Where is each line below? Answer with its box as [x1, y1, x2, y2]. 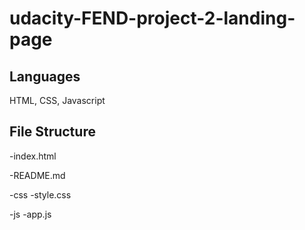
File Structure [9, 123, 96, 141]
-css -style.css [9, 188, 72, 201]
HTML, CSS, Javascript [9, 95, 106, 106]
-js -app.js [9, 208, 52, 220]
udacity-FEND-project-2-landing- [9, 7, 296, 30]
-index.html [9, 150, 57, 162]
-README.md [9, 169, 66, 181]
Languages [9, 68, 81, 85]
